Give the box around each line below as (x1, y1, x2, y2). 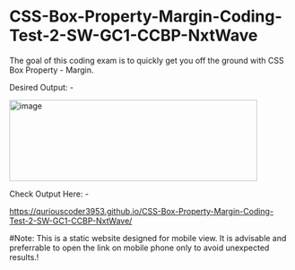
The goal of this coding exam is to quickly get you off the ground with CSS (9, 55, 284, 65)
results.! (9, 251, 39, 262)
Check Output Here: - (9, 188, 90, 199)
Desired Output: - (9, 82, 74, 92)
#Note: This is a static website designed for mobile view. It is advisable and (9, 232, 287, 243)
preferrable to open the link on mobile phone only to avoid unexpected (9, 242, 270, 253)
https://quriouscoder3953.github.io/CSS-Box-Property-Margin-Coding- (9, 205, 274, 216)
